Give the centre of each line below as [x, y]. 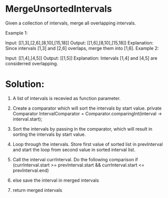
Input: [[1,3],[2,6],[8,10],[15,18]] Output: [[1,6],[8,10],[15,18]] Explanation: [79, 43]
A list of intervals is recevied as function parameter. [67, 98]
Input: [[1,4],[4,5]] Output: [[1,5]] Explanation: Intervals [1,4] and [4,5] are [81, 58]
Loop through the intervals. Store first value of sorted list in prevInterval [88, 144]
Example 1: [17, 33]
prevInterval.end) [31, 170]
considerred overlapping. [32, 63]
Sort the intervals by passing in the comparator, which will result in [82, 129]
